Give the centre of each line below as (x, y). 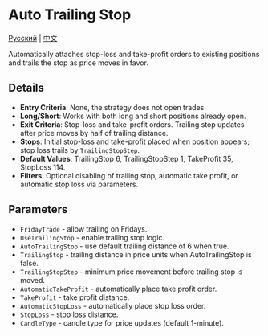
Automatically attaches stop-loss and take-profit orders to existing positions (134, 54)
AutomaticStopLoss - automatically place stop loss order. (113, 305)
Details (26, 88)
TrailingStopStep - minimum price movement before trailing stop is (131, 272)
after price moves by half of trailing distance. (94, 133)
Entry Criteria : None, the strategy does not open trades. (113, 107)
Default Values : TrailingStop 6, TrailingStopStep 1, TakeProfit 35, (127, 158)
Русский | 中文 (33, 38)
